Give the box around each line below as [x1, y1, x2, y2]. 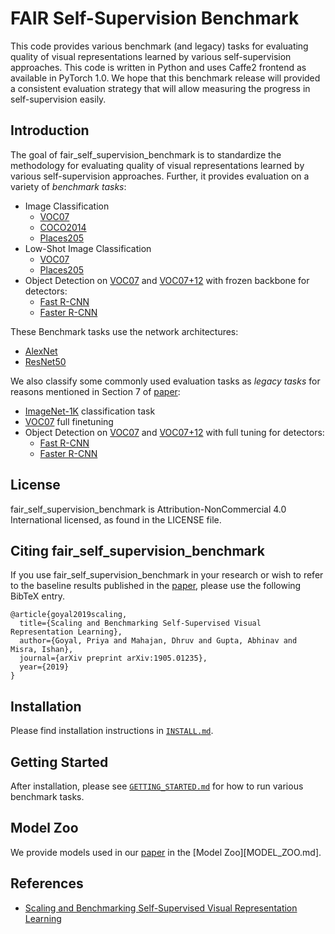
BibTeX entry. [10, 590, 66, 602]
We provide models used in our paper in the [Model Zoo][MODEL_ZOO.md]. [10, 846, 322, 858]
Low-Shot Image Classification [24, 242, 152, 254]
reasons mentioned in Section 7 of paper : [10, 385, 181, 397]
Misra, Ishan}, [10, 645, 74, 655]
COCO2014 [39, 221, 87, 233]
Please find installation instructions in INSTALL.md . [10, 725, 214, 737]
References [10, 875, 84, 892]
